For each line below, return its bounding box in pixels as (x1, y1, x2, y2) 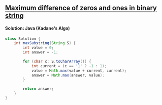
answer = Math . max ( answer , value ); (31, 73, 105, 78)
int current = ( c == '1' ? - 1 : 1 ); (31, 63, 107, 68)
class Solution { (5, 36, 41, 41)
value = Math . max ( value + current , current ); (31, 68, 127, 73)
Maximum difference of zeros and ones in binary (5, 4, 157, 12)
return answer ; (23, 86, 54, 91)
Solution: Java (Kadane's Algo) (5, 25, 70, 31)
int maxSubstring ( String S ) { (14, 41, 76, 46)
